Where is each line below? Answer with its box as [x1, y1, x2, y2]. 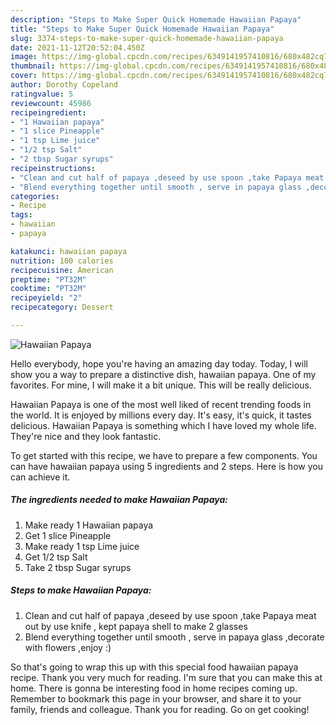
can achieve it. [10, 471, 71, 483]
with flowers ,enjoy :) [24, 641, 112, 653]
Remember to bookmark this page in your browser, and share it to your [10, 692, 302, 705]
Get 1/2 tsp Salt [24, 551, 88, 563]
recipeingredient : [10, 107, 87, 118]
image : [10, 52, 38, 62]
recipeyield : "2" [10, 293, 83, 303]
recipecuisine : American [10, 265, 114, 275]
